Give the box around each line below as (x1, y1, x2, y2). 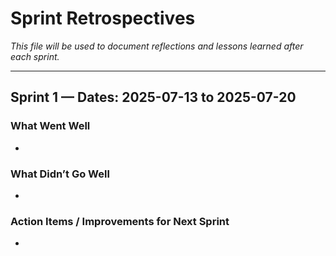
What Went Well (10, 119, 91, 133)
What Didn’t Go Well (10, 167, 110, 181)
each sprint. (10, 50, 60, 62)
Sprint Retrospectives (10, 7, 196, 30)
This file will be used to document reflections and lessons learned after (10, 40, 304, 52)
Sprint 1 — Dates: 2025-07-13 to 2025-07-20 (10, 89, 297, 106)
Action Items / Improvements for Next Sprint (10, 214, 230, 228)
